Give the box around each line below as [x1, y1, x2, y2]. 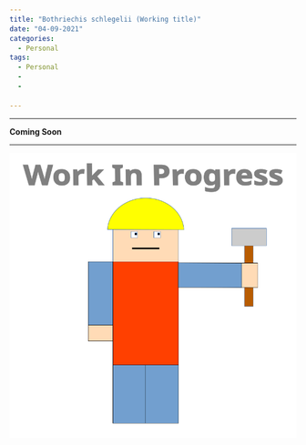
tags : [9, 53, 30, 63]
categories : [9, 34, 55, 43]
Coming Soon [9, 126, 62, 137]
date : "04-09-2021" [9, 24, 84, 34]
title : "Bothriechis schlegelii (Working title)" [9, 15, 202, 24]
